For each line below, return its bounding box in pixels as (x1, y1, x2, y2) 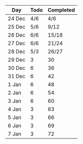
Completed (48, 7, 75, 13)
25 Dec (8, 23, 26, 30)
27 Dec (8, 40, 26, 47)
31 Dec (8, 73, 26, 80)
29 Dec (8, 56, 26, 63)
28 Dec (8, 48, 26, 55)
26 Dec (8, 31, 26, 39)
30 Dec (8, 64, 26, 71)
